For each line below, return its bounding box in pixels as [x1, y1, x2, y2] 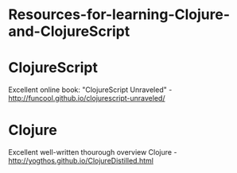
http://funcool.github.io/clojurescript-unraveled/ [8, 94, 165, 103]
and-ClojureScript [8, 22, 130, 40]
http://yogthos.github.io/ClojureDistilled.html [8, 156, 153, 166]
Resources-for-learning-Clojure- [8, 6, 231, 24]
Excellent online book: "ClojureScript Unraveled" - [8, 85, 173, 94]
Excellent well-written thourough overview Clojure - [8, 148, 177, 157]
